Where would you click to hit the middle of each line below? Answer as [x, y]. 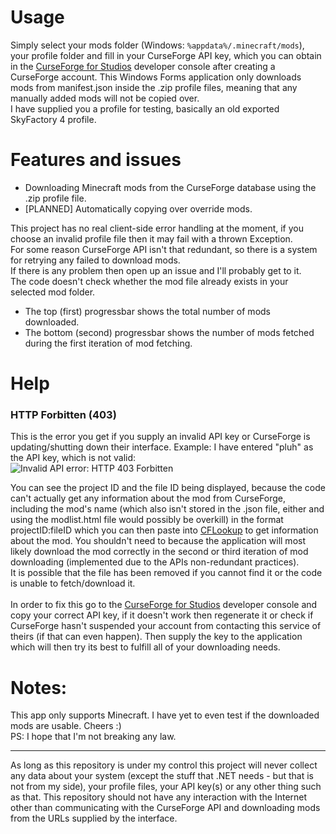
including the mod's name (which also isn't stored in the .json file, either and [167, 509]
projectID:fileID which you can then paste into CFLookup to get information [164, 530]
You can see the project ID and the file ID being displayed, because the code [168, 488]
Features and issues [96, 160]
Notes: [39, 687]
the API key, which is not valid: [73, 458]
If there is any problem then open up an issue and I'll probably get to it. [156, 270]
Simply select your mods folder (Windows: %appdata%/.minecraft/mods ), [157, 45]
